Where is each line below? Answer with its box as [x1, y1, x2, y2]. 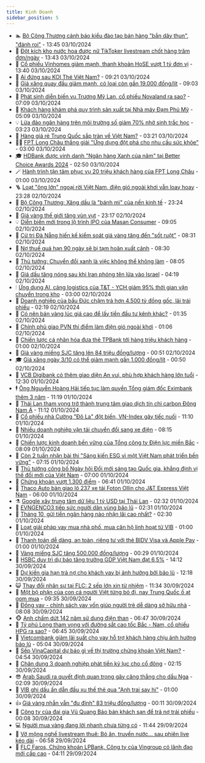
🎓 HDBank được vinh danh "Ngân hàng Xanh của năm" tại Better [15, 152, 181, 159]
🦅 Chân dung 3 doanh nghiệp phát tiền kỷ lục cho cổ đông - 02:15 [15, 660, 182, 667]
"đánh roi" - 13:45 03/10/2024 [15, 40, 92, 48]
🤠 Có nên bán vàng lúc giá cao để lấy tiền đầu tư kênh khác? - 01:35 [15, 310, 187, 317]
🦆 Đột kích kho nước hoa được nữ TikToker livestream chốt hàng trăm [15, 47, 190, 54]
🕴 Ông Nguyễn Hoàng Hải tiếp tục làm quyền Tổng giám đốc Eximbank [15, 384, 193, 392]
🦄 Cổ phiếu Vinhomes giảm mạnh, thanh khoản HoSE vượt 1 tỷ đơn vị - [15, 60, 193, 67]
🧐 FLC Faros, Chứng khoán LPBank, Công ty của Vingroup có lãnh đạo [15, 743, 193, 750]
